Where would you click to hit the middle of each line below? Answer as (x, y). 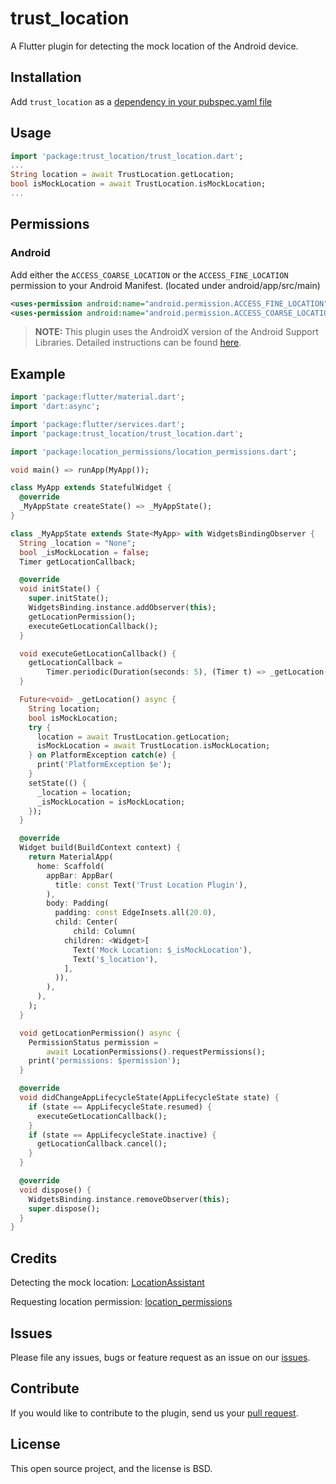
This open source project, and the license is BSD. (111, 1468)
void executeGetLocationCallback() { (98, 653)
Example (38, 373)
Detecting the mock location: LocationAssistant (107, 1283)
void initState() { (60, 589)
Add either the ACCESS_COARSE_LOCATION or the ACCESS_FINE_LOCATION (149, 274)
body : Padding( (78, 903)
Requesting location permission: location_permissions (121, 1302)
